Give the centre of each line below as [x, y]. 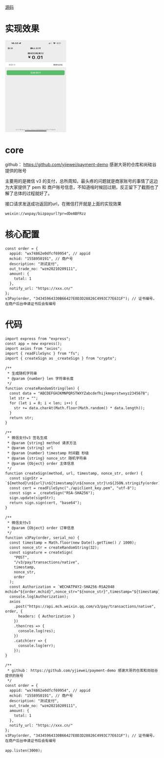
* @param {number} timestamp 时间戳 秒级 [48, 453]
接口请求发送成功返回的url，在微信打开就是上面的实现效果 [63, 204]
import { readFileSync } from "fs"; [42, 353]
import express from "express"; [38, 339]
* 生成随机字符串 [22, 373]
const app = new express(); [34, 343]
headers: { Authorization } [47, 616]
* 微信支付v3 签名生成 [27, 438]
